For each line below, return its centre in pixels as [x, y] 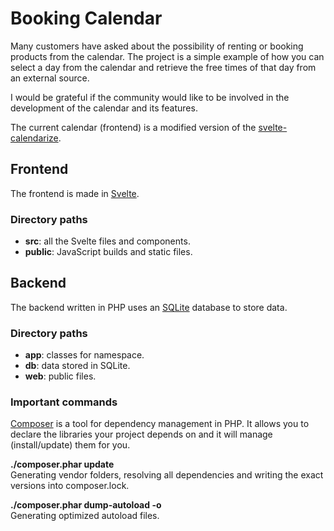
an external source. [50, 78]
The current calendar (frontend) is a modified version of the [133, 127]
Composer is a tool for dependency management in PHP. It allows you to [160, 424]
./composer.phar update [62, 464]
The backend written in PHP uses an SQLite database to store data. [149, 307]
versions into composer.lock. [70, 486]
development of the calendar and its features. [104, 108]
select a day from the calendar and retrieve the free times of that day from [163, 67]
